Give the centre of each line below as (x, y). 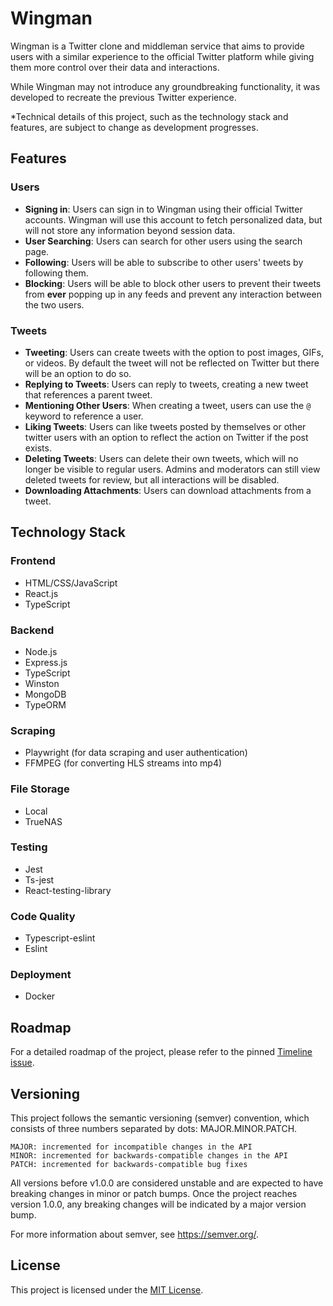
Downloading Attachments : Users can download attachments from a (168, 490)
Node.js (41, 651)
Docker (40, 996)
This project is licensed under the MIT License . (107, 1289)
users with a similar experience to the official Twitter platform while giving (162, 56)
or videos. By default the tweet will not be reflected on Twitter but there (172, 363)
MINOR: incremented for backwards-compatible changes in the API (149, 1156)
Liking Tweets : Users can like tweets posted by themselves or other (165, 426)
